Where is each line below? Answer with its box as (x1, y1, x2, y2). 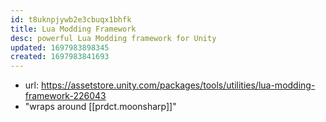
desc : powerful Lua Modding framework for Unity (10, 33, 217, 43)
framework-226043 (24, 90, 107, 102)
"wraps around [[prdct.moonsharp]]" (24, 101, 177, 113)
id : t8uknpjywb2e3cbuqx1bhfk (10, 14, 132, 25)
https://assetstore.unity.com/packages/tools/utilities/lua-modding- (40, 79, 316, 91)
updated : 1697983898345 (10, 42, 110, 53)
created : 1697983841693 (10, 52, 110, 62)
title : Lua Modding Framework (10, 24, 137, 34)
